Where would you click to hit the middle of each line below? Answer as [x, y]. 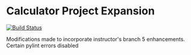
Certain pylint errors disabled [42, 45]
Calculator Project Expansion [80, 11]
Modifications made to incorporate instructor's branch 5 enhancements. [96, 39]
